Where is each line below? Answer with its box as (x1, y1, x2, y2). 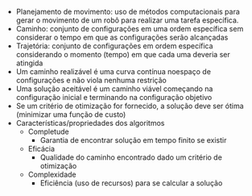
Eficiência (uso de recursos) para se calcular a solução (39, 178, 223, 188)
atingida (15, 58, 43, 68)
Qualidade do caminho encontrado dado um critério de (39, 152, 223, 162)
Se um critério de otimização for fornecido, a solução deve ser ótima (15, 101, 244, 111)
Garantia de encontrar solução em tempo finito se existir (39, 136, 227, 144)
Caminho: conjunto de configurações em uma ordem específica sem (15, 24, 244, 33)
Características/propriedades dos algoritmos (15, 119, 165, 127)
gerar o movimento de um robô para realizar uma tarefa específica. (15, 15, 239, 25)
